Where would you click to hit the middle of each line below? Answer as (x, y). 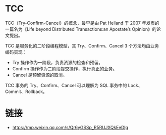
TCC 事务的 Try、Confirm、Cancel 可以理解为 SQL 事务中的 (66, 85)
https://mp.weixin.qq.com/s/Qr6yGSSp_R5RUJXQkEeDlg (70, 127)
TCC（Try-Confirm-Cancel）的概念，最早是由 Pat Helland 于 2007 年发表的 (82, 23)
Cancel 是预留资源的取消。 (40, 75)
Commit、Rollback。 (26, 91)
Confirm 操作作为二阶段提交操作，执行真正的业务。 (65, 68)
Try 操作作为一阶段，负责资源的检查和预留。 (57, 62)
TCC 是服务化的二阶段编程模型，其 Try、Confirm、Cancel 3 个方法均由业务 (82, 45)
